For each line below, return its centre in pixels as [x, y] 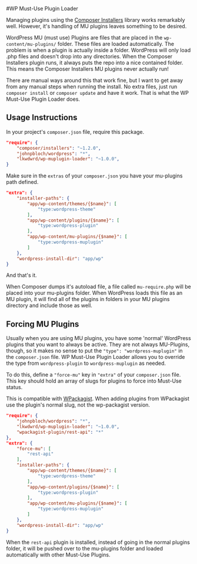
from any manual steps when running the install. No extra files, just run [92, 87]
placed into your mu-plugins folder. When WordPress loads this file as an [94, 293]
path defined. [22, 182]
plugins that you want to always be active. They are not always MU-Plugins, [98, 345]
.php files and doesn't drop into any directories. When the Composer [89, 56]
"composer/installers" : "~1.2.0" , [59, 148]
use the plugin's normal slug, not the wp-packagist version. [78, 405]
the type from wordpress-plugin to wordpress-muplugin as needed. [86, 363]
